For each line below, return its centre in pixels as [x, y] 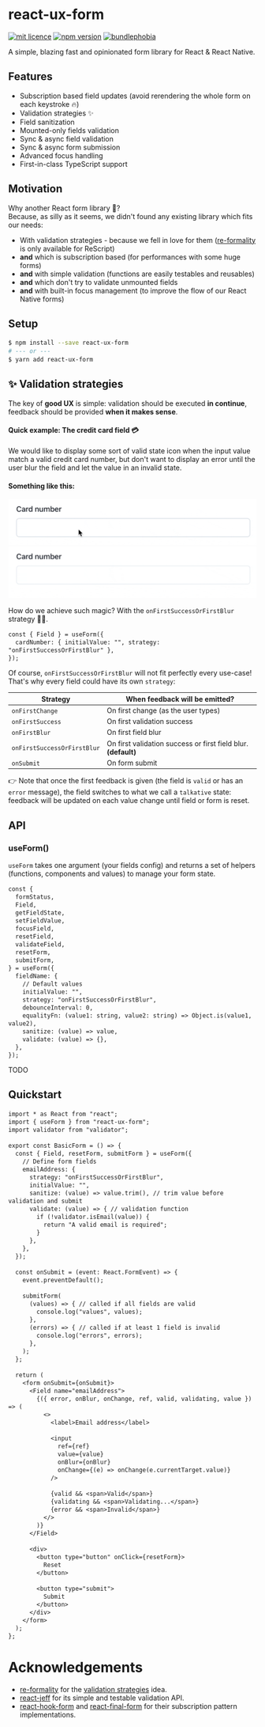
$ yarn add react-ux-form [50, 360]
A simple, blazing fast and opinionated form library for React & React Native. [132, 51]
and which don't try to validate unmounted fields [99, 282]
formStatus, [35, 897]
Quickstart [35, 1095]
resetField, [35, 937]
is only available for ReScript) [67, 248]
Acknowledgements [76, 1668]
